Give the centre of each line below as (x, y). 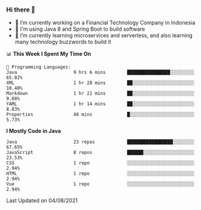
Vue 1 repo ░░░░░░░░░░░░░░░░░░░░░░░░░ (100, 184)
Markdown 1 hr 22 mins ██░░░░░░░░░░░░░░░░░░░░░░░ (100, 94)
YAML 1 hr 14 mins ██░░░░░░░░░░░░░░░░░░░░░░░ (100, 104)
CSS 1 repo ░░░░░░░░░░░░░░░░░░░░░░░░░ (100, 163)
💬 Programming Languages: (38, 67)
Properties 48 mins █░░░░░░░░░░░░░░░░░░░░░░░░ (100, 115)
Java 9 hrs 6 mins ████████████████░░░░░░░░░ (100, 73)
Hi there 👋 (21, 10)
